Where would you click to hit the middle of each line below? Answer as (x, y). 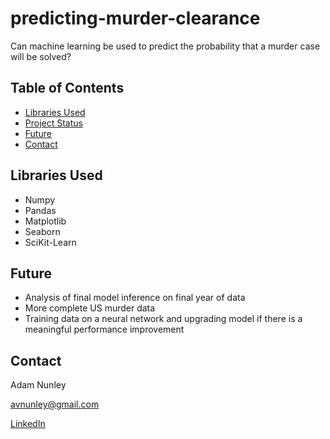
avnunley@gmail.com (55, 404)
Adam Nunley (38, 385)
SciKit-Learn (50, 242)
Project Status (53, 123)
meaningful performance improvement (104, 329)
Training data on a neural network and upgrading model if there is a (163, 319)
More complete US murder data (90, 308)
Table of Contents (67, 88)
